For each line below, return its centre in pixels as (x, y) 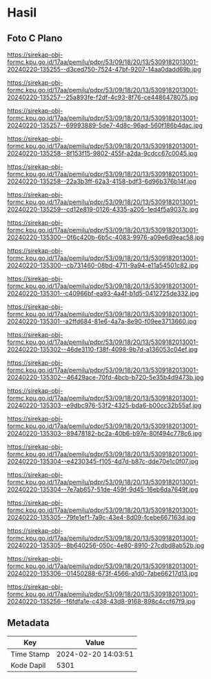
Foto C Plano (35, 38)
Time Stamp (30, 654)
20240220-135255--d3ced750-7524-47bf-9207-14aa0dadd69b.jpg (104, 69)
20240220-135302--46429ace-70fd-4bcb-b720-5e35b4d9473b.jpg (105, 377)
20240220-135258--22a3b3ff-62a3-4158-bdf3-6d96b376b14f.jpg (102, 181)
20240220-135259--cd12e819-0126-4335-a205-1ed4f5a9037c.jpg (103, 209)
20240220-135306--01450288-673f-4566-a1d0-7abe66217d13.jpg (103, 573)
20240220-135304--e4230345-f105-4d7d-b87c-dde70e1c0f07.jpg (103, 461)
